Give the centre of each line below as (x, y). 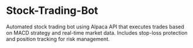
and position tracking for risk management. (58, 39)
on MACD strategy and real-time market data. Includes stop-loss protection (97, 32)
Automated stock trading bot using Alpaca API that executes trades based (95, 27)
